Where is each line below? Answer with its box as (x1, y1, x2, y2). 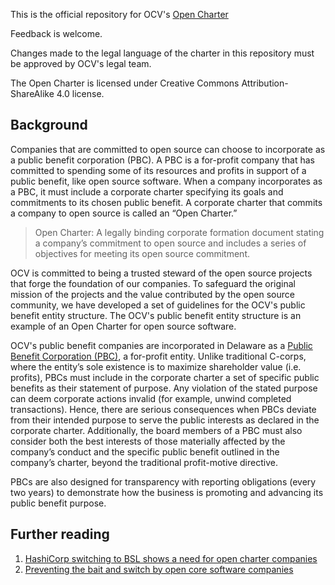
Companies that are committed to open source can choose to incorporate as (10, 143, 326, 155)
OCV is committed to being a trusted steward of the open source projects (10, 267, 313, 279)
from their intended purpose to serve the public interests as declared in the (10, 414, 320, 426)
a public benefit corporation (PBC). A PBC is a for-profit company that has (10, 154, 315, 166)
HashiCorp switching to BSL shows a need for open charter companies (24, 552, 318, 564)
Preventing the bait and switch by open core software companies (24, 563, 294, 575)
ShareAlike (10, 88, 55, 99)
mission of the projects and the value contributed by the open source (10, 288, 295, 300)
